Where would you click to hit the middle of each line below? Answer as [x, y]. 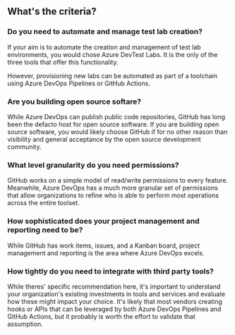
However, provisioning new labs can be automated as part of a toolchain [112, 75]
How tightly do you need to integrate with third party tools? [110, 271]
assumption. [25, 324]
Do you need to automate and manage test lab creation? [105, 32]
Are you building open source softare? [74, 102]
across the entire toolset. [43, 203]
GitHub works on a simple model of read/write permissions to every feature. [117, 181]
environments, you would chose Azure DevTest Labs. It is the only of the [113, 54]
